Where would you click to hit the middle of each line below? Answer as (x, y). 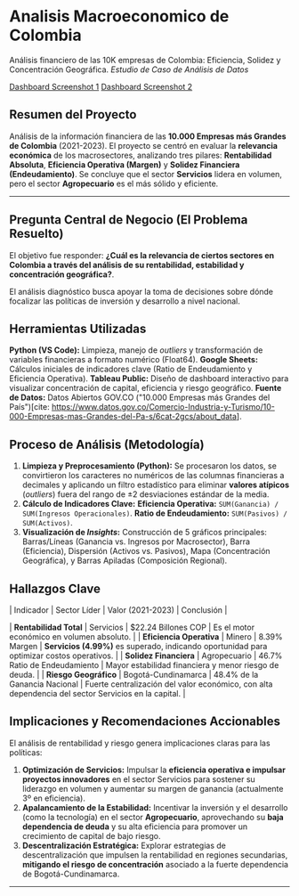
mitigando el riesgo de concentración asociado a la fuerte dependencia (155, 864)
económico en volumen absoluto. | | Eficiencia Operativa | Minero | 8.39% (146, 637)
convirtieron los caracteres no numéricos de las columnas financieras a (153, 476)
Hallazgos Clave (55, 588)
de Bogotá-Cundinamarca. (71, 874)
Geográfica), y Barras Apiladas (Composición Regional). (125, 561)
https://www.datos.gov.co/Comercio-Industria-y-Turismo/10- (164, 407)
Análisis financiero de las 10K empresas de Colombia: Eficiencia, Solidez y (145, 60)
